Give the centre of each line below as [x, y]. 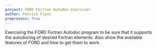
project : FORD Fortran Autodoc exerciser [48, 9]
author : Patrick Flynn [28, 14]
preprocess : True [23, 18]
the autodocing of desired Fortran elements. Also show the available [74, 37]
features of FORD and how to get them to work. [53, 43]
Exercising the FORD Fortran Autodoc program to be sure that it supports [78, 33]
